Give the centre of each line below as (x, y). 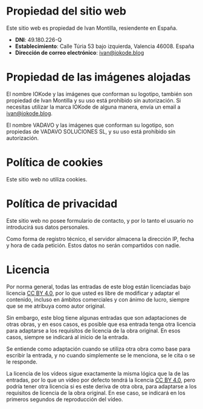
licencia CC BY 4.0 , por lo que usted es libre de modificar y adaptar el (93, 293)
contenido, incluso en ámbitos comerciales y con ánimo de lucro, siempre (98, 299)
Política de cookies (55, 163)
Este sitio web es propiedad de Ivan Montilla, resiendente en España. (92, 28)
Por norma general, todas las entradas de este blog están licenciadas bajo (98, 286)
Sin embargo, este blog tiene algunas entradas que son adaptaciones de (97, 317)
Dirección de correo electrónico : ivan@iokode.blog (79, 52)
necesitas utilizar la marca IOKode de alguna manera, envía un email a (93, 107)
